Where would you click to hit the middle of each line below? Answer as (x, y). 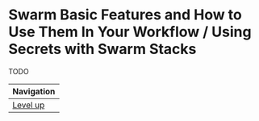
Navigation (34, 91)
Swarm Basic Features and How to (125, 15)
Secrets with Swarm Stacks (102, 49)
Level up (29, 105)
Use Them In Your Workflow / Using (130, 32)
